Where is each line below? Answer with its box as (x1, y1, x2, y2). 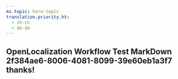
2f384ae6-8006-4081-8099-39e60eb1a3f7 (6, 56, 173, 66)
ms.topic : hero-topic (6, 8, 60, 15)
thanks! (6, 65, 35, 75)
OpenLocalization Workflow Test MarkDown (6, 46, 172, 56)
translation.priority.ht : (6, 14, 70, 20)
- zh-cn (11, 19, 31, 25)
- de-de (11, 25, 31, 31)
